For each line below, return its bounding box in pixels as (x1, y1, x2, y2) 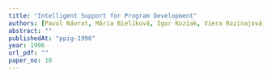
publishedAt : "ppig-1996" (8, 34, 96, 43)
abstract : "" (8, 26, 53, 34)
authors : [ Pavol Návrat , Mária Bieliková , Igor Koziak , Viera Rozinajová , (8, 19, 266, 27)
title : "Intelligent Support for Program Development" (8, 11, 198, 20)
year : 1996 (8, 42, 45, 50)
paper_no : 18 (8, 57, 53, 65)
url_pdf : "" (8, 49, 49, 57)
